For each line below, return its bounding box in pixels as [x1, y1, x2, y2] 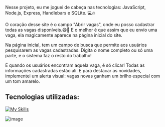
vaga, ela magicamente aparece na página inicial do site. [5, 32, 123, 38]
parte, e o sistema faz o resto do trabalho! [5, 53, 92, 58]
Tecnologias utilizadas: [5, 93, 79, 101]
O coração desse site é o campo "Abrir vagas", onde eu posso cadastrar [5, 22, 155, 27]
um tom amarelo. [5, 78, 40, 84]
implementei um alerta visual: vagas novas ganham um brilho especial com [5, 73, 160, 79]
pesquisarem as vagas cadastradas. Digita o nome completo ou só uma [5, 47, 153, 53]
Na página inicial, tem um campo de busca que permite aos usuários [5, 42, 147, 48]
